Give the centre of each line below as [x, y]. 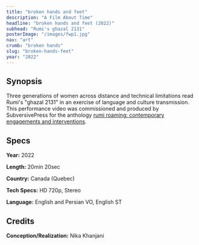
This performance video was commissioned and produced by [83, 109]
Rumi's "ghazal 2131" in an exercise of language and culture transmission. [98, 102]
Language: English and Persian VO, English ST [64, 202]
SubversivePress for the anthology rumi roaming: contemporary [85, 115]
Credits [21, 221]
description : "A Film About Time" [50, 18]
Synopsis [24, 81]
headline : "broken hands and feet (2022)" [60, 23]
